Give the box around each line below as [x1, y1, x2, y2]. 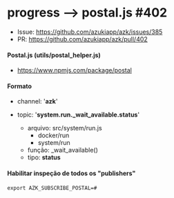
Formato [7, 81, 32, 90]
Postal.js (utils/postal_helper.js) [7, 50, 101, 59]
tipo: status [27, 153, 61, 161]
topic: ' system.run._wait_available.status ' [17, 110, 140, 119]
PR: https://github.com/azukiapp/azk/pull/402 [17, 34, 148, 43]
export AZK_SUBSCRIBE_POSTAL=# [7, 184, 97, 191]
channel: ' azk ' [17, 97, 58, 106]
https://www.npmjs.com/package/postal [17, 66, 133, 75]
